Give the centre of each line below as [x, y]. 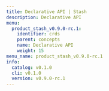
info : [13, 62]
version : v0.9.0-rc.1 [39, 78]
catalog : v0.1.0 [32, 67]
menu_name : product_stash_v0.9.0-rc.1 [54, 56]
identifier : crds [39, 34]
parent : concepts [39, 40]
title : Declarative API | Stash [46, 12]
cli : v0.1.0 [27, 73]
